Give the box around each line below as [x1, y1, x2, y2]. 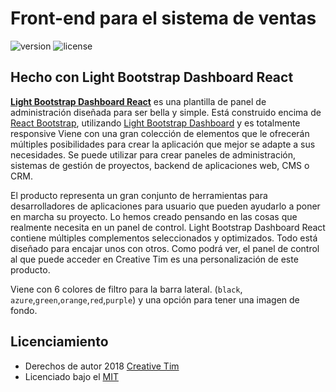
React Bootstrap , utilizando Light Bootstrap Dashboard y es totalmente [10, 117, 301, 129]
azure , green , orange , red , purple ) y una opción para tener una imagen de [10, 293, 300, 306]
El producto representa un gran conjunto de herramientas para [10, 189, 268, 201]
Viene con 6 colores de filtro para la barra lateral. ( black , [10, 283, 243, 295]
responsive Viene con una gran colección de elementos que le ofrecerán [10, 127, 310, 139]
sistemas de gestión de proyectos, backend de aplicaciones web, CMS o [10, 159, 310, 171]
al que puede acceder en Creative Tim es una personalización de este [10, 253, 299, 265]
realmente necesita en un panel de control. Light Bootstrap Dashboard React [10, 221, 326, 233]
